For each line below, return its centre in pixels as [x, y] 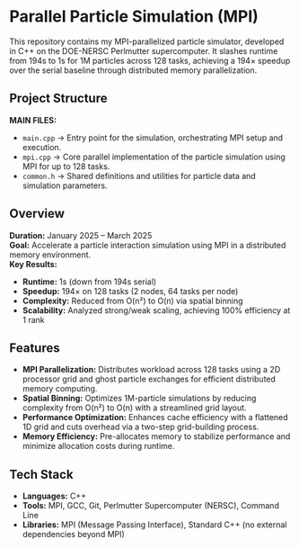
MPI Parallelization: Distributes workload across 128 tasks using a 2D [151, 370]
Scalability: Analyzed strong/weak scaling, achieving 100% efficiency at [156, 310]
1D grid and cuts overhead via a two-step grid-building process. [141, 427]
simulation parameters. [65, 185]
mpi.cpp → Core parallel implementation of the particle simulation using [154, 157]
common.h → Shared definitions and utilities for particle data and [139, 175]
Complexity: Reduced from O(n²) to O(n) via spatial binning [133, 301]
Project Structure [58, 99]
